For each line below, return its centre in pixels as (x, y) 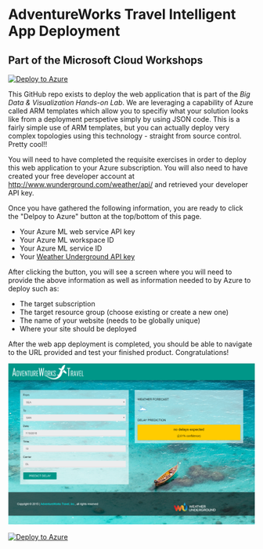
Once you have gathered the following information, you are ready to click (126, 208)
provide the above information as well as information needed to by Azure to (130, 280)
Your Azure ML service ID (61, 248)
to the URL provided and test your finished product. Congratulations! (119, 352)
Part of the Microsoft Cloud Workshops (106, 60)
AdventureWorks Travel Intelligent (122, 15)
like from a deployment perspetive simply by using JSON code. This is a (124, 119)
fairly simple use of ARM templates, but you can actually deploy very (119, 128)
